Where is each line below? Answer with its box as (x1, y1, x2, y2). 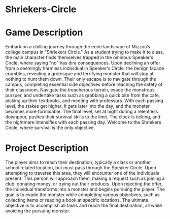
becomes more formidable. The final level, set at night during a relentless (5, 108, 158, 115)
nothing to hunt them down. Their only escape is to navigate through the (5, 76, 156, 82)
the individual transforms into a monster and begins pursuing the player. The (5, 186, 165, 193)
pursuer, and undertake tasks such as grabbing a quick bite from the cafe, (5, 92, 160, 99)
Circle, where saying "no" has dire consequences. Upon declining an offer (5, 60, 161, 66)
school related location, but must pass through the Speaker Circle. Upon (5, 165, 156, 171)
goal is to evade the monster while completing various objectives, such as (5, 192, 160, 198)
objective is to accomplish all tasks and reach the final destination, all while (5, 202, 162, 209)
